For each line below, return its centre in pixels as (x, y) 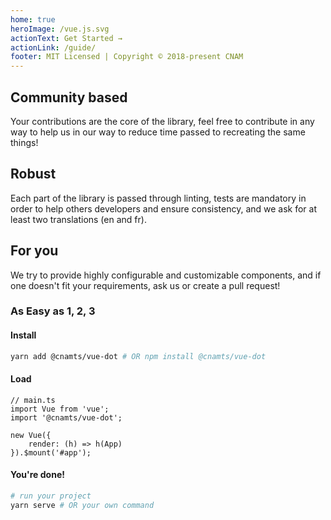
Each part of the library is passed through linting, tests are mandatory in (158, 198)
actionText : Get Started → (66, 38)
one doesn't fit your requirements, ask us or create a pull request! (145, 285)
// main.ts (33, 400)
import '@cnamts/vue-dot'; (66, 417)
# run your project (51, 496)
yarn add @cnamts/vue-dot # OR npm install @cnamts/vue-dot (138, 356)
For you (34, 251)
